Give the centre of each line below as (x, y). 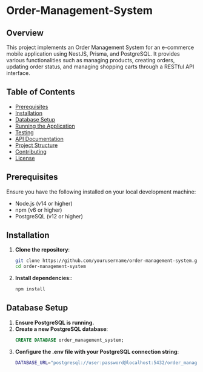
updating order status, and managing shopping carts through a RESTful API (100, 67)
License (25, 158)
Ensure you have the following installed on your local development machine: (101, 192)
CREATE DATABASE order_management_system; (69, 340)
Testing (25, 132)
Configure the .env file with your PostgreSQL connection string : (97, 351)
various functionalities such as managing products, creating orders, (91, 60)
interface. (18, 73)
